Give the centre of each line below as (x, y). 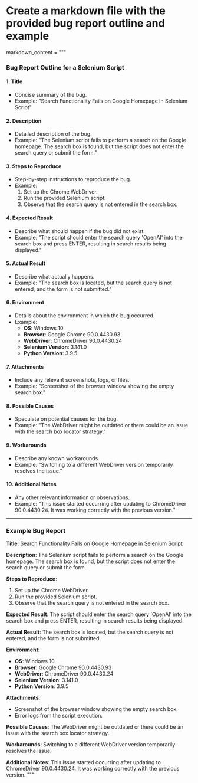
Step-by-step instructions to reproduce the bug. (73, 179)
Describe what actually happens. (55, 276)
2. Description (24, 121)
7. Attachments (25, 366)
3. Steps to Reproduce (34, 166)
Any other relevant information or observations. (72, 497)
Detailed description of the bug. (53, 134)
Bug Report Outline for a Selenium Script (65, 67)
